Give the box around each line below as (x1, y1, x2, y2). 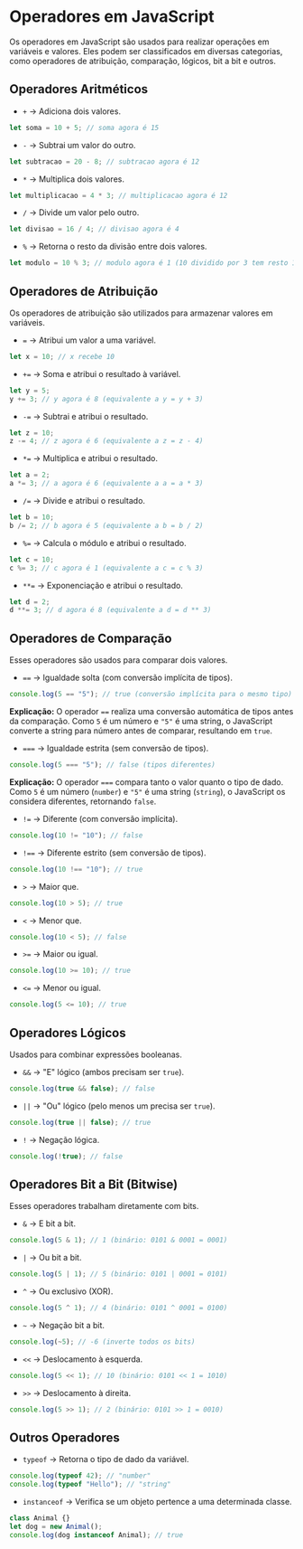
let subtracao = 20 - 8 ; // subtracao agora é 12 (9, 156, 200, 166)
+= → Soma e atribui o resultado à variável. (22, 368, 181, 379)
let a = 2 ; (9, 470, 50, 480)
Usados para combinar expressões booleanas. (9, 1049, 182, 1060)
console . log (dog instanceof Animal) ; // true (9, 1530, 183, 1539)
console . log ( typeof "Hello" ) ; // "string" (9, 1480, 171, 1489)
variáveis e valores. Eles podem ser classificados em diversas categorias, (9, 45, 283, 56)
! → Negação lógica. (22, 1134, 100, 1145)
